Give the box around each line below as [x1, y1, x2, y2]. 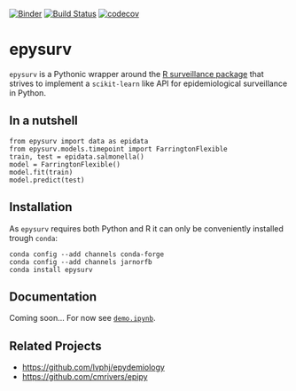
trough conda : [9, 232, 58, 243]
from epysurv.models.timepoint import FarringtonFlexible [9, 145, 228, 153]
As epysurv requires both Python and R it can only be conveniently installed [9, 223, 284, 234]
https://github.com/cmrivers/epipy [21, 371, 148, 382]
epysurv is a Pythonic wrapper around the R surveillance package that [9, 68, 264, 79]
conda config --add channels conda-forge [9, 249, 165, 259]
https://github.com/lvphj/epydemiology [21, 362, 166, 372]
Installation [9, 199, 73, 215]
